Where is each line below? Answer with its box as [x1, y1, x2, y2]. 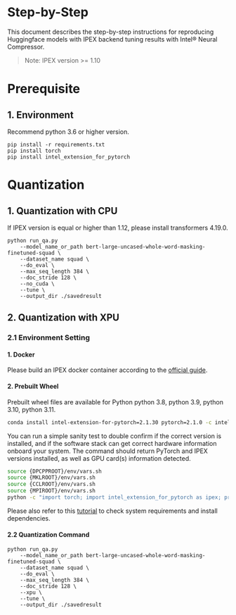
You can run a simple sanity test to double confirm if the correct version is [7, 431, 222, 440]
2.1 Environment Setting [7, 333, 90, 342]
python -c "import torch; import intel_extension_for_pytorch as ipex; [7, 494, 221, 501]
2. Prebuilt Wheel [7, 382, 59, 391]
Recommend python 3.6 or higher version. [7, 128, 130, 136]
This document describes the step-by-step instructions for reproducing [7, 27, 214, 36]
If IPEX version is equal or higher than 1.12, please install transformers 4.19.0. [7, 223, 228, 232]
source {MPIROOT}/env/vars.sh [7, 487, 96, 495]
